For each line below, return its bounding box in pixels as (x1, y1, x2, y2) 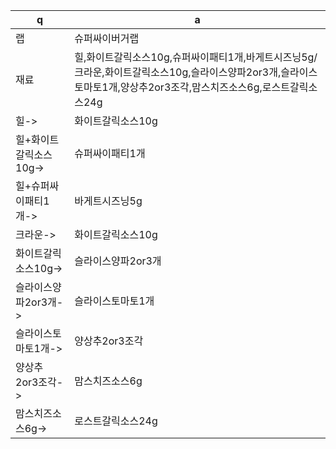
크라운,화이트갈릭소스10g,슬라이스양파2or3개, (74, 65, 282, 79)
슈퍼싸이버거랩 (74, 32, 140, 45)
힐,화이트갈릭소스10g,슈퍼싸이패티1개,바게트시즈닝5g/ (74, 50, 318, 64)
